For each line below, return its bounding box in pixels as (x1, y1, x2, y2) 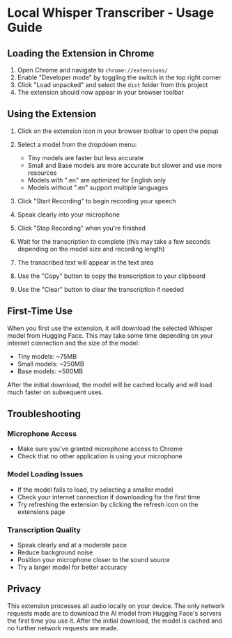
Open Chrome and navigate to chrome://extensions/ (17, 66, 169, 74)
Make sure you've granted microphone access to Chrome (17, 444, 183, 453)
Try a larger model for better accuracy (17, 563, 127, 571)
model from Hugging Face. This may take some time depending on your (7, 331, 214, 339)
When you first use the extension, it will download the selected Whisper (7, 324, 213, 332)
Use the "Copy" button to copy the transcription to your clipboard (17, 272, 206, 280)
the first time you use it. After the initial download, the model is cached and (7, 616, 223, 625)
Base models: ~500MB (17, 367, 84, 375)
